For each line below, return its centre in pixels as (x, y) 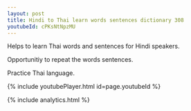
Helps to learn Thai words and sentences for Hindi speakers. (93, 46)
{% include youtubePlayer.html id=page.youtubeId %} (84, 87)
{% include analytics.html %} (48, 100)
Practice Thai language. (41, 73)
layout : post (26, 14)
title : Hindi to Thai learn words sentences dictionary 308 (96, 20)
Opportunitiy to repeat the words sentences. (70, 60)
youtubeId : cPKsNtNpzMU (42, 26)
